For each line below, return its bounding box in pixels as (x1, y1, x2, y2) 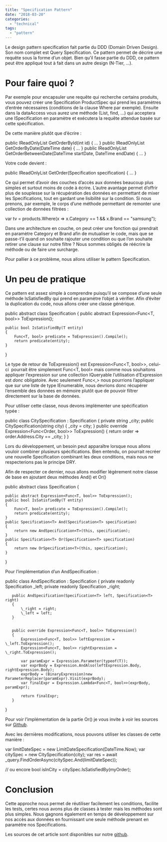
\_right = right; (20, 606, 57, 611)
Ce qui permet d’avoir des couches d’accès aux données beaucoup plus (5, 179, 154, 185)
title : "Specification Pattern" (5, 7, 72, 12)
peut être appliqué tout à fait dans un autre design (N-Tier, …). (5, 60, 133, 66)
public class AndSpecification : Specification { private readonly (5, 578, 135, 584)
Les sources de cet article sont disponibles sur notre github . (5, 831, 129, 837)
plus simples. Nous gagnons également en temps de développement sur (5, 811, 154, 817)
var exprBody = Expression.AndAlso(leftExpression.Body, (20, 663, 142, 668)
